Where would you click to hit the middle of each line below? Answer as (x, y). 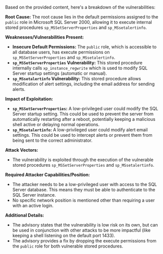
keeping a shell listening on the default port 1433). (64, 236)
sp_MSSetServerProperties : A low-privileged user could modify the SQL (85, 109)
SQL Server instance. (34, 195)
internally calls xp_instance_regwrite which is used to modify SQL (80, 68)
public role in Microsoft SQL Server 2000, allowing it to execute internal (79, 22)
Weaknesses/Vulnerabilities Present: (44, 37)
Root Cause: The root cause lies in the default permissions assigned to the (82, 17)
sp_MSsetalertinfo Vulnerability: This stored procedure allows (77, 79)
